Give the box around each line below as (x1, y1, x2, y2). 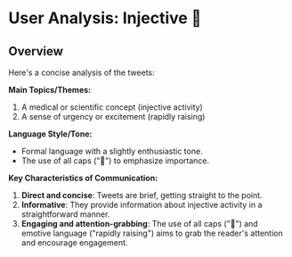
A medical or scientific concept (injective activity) (20, 102, 204, 112)
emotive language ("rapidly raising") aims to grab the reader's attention (20, 228, 283, 238)
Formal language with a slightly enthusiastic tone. (20, 146, 203, 156)
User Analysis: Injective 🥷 (8, 8, 202, 29)
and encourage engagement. (20, 237, 128, 248)
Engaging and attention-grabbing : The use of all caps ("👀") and (20, 219, 259, 228)
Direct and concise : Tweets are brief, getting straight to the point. (20, 190, 264, 200)
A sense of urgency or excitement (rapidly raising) (20, 112, 206, 121)
